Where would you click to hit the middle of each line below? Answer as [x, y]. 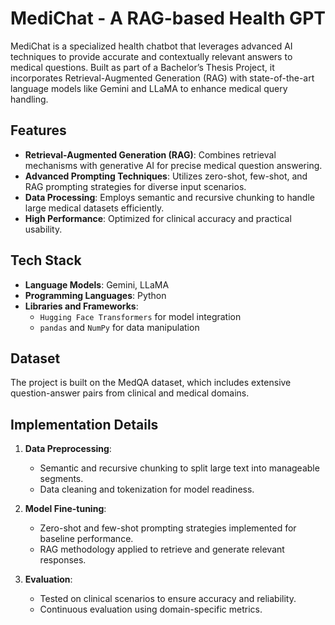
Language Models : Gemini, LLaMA [97, 284]
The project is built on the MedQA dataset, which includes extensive [151, 383]
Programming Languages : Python [95, 295]
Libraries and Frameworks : [81, 306]
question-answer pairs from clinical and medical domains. [130, 393]
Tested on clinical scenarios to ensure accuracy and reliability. [168, 599]
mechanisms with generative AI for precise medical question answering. [173, 165]
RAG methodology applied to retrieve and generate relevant [162, 549]
